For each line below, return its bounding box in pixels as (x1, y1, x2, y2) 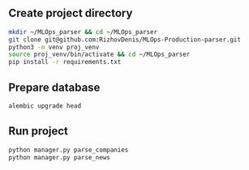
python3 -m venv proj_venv (8, 43, 100, 51)
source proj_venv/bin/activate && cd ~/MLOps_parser (8, 50, 191, 59)
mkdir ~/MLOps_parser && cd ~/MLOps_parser (8, 28, 158, 36)
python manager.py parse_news (8, 153, 111, 161)
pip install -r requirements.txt (8, 58, 122, 66)
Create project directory (8, 6, 133, 20)
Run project (8, 125, 69, 138)
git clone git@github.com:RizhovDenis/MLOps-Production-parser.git (8, 36, 242, 44)
